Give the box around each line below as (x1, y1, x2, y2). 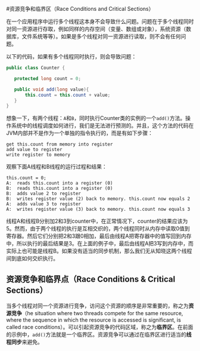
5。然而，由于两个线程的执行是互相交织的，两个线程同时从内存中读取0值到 (6, 225, 190, 232)
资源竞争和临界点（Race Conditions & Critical (6, 274, 176, 284)
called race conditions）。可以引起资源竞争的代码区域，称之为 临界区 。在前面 (6, 324, 193, 331)
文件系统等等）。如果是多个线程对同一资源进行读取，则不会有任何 (21, 33, 181, 40)
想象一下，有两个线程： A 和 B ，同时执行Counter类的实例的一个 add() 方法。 (6, 115, 186, 122)
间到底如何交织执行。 (6, 255, 58, 262)
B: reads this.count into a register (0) (6, 186, 113, 192)
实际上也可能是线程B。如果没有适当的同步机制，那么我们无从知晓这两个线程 (6, 247, 192, 255)
